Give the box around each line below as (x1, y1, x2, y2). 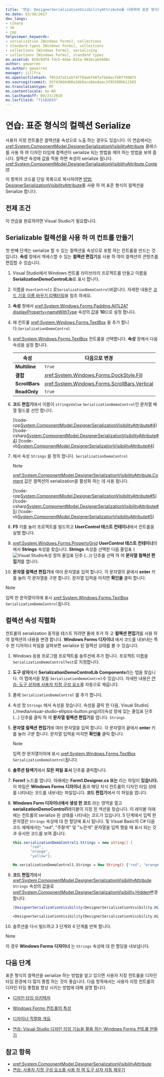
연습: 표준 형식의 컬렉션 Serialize (5, 120, 131, 132)
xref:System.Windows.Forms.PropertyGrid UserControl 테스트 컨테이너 (12, 540, 154, 546)
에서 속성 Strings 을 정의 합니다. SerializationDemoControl (12, 453, 128, 459)
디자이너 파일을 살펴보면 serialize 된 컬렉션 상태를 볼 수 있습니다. (16, 642, 139, 648)
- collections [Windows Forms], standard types (5, 52, 104, 58)
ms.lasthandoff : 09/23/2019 (5, 93, 63, 98)
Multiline (15, 363, 36, 370)
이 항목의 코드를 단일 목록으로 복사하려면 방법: (5, 176, 93, 182)
